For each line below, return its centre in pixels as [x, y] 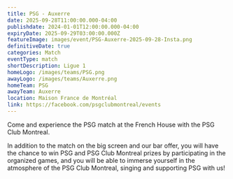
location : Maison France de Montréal [62, 99]
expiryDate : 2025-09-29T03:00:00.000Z [64, 33]
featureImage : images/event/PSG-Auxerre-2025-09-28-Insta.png [100, 40]
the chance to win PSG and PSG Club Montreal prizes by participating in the [116, 153]
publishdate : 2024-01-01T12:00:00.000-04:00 [73, 27]
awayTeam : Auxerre [34, 92]
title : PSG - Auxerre [39, 14]
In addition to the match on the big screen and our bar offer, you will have [113, 145]
